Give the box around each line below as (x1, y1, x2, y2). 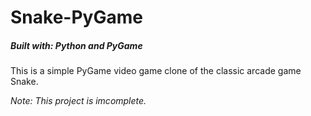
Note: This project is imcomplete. (10, 95, 147, 107)
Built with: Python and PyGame (10, 39, 143, 51)
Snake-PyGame (10, 6, 143, 29)
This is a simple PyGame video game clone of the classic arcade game (10, 65, 302, 77)
